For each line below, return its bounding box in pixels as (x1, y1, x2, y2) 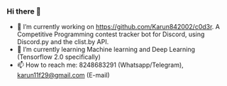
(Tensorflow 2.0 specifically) (16, 53, 101, 61)
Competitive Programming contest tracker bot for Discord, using (16, 30, 205, 38)
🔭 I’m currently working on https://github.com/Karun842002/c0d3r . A (16, 23, 221, 31)
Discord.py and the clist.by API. (16, 38, 109, 46)
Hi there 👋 (6, 6, 42, 16)
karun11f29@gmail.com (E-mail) (16, 71, 111, 80)
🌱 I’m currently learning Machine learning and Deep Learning (16, 45, 196, 54)
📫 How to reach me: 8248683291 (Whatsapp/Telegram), (16, 60, 184, 70)
